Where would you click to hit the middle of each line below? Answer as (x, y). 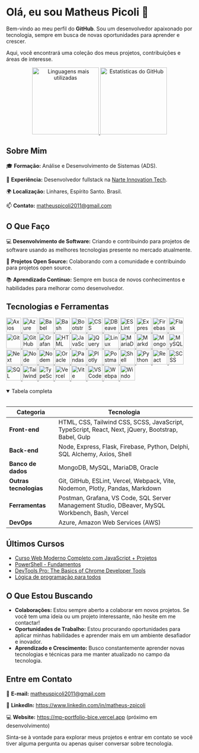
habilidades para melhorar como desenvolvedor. (65, 288)
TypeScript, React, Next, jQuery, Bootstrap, (118, 429)
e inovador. (28, 641)
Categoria (31, 412)
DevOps (21, 523)
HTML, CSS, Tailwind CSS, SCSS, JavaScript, (121, 422)
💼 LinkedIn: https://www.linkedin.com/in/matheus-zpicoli (76, 705)
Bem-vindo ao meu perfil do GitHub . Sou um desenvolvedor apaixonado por (99, 29)
